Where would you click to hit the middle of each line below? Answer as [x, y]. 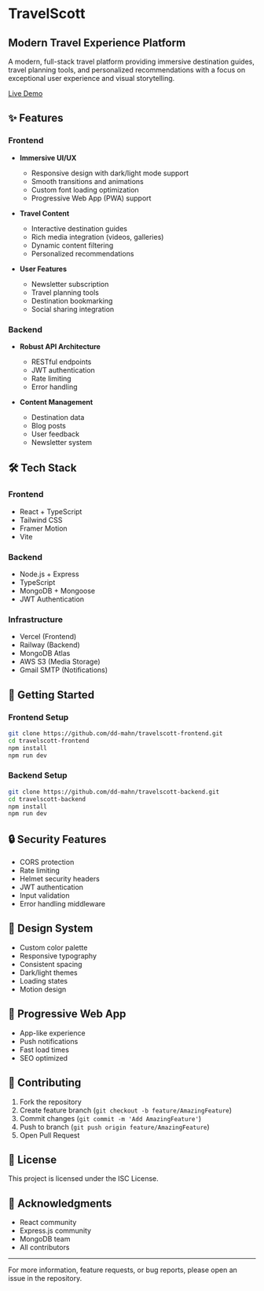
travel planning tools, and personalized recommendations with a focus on [127, 70]
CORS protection [47, 863]
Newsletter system [62, 442]
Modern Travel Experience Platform [97, 43]
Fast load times [44, 1050]
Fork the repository [51, 1102]
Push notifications [49, 1041]
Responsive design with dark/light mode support [110, 173]
